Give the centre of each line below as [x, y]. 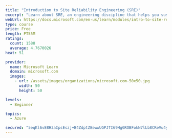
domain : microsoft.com [34, 72]
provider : [16, 62]
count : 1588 [23, 43]
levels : [14, 100]
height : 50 [30, 90]
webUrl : [14, 19]
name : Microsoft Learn [34, 67]
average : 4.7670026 [31, 48]
